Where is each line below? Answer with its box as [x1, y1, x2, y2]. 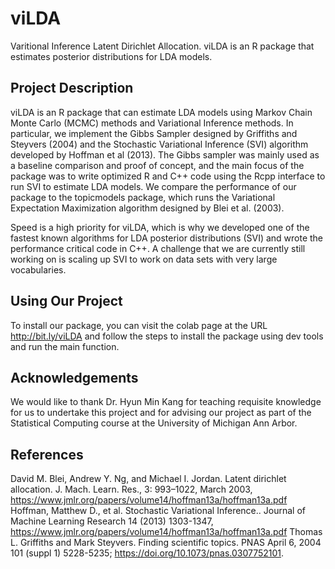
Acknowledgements [10, 369, 139, 386]
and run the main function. [10, 340, 120, 352]
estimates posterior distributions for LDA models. [10, 50, 213, 62]
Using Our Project [10, 293, 123, 310]
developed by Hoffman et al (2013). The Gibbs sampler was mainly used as [10, 148, 320, 161]
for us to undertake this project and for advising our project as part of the [10, 407, 312, 419]
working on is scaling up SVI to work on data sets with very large [10, 253, 278, 265]
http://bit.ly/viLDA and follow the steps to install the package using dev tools [10, 330, 324, 342]
